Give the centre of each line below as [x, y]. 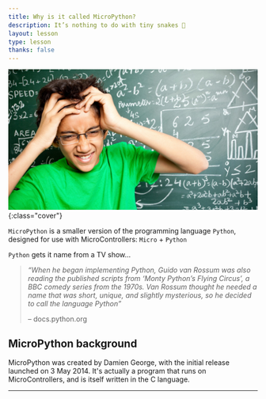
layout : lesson [33, 33]
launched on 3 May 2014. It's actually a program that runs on [107, 371]
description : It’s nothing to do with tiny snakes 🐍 [97, 25]
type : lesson [30, 42]
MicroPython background [73, 344]
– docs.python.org [57, 319]
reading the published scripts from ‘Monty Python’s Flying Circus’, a [139, 278]
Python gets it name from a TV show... [70, 254]
